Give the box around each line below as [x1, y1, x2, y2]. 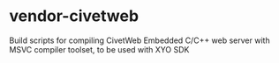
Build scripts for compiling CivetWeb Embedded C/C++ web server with [9, 35, 271, 45]
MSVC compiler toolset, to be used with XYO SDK [9, 44, 190, 54]
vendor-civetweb [9, 6, 139, 26]
